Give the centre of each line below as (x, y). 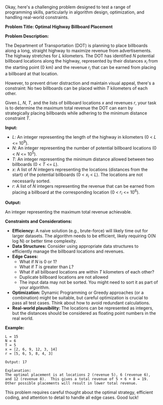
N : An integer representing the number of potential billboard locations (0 (84, 148)
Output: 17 (16, 362)
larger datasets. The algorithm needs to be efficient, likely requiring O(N (84, 236)
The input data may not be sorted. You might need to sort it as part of (89, 282)
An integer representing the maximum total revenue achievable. (68, 212)
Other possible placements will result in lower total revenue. (71, 383)
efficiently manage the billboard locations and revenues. (68, 251)
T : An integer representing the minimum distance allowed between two (83, 159)
